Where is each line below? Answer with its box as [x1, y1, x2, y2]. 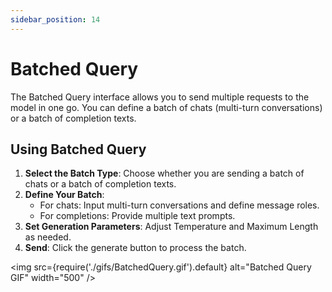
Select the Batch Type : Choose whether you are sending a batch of [24, 167, 305, 180]
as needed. [24, 231, 72, 243]
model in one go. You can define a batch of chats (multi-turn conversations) [10, 101, 323, 113]
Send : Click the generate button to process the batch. [24, 242, 247, 254]
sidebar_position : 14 [10, 14, 101, 25]
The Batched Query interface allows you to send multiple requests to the [10, 91, 310, 103]
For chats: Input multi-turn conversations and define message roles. [39, 199, 320, 211]
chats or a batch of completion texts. [24, 178, 177, 190]
